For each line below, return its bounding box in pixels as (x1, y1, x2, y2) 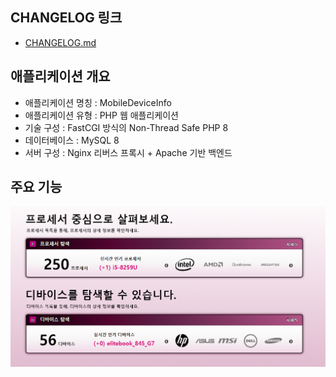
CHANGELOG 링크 (10, 9, 123, 27)
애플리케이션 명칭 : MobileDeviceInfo (24, 96, 172, 108)
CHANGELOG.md (24, 36, 97, 48)
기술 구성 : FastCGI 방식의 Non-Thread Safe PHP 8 (24, 121, 229, 133)
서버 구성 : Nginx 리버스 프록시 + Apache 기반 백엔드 (24, 146, 233, 158)
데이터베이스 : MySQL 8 (24, 134, 120, 146)
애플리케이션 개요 (10, 68, 111, 85)
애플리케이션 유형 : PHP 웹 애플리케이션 (24, 109, 180, 121)
